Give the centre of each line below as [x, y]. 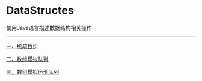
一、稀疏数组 [22, 46]
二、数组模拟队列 [27, 59]
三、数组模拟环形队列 [32, 71]
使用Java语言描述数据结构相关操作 [49, 28]
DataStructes [40, 10]
